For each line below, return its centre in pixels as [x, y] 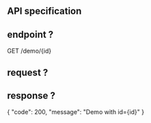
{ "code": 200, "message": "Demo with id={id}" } [76, 112]
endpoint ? [30, 35]
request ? [28, 72]
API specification [44, 11]
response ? [31, 95]
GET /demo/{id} [29, 51]
